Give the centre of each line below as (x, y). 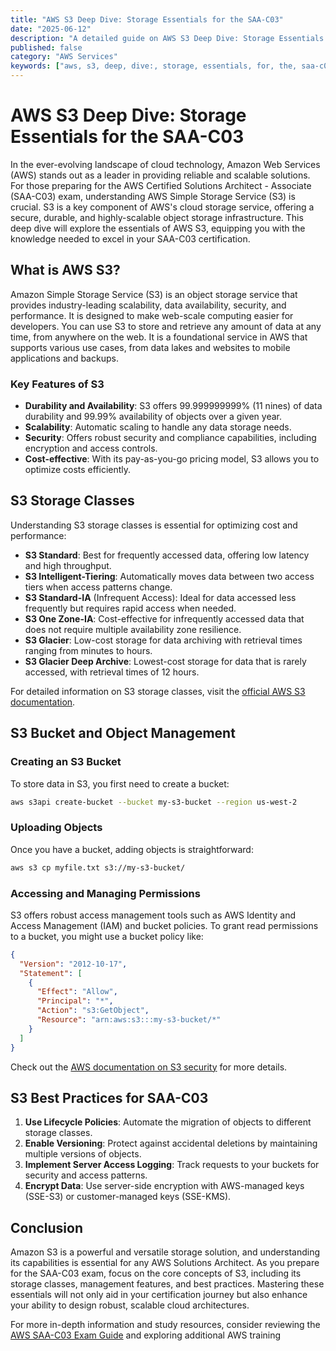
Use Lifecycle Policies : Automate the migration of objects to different (168, 1122)
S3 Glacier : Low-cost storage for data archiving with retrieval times (163, 640)
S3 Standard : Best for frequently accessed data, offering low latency (167, 555)
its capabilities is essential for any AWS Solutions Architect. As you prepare (165, 1263)
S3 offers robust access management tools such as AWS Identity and (153, 915)
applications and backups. (64, 358)
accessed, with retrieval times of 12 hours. (112, 672)
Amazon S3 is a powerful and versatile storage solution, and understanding (165, 1252)
